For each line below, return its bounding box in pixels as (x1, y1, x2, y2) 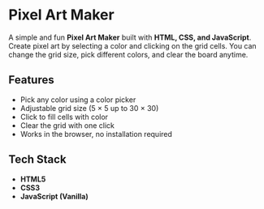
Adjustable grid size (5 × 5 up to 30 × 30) (19, 103, 159, 113)
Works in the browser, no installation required (19, 129, 173, 139)
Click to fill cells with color (19, 112, 108, 122)
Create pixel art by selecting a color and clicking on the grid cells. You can (8, 41, 258, 50)
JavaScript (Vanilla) (19, 191, 89, 201)
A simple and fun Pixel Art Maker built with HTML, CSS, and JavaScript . (8, 32, 252, 42)
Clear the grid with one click (19, 120, 115, 130)
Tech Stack (8, 152, 67, 167)
